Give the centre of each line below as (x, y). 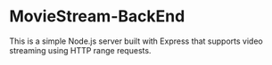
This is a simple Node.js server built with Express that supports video (136, 41)
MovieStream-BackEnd (97, 16)
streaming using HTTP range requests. (80, 50)
